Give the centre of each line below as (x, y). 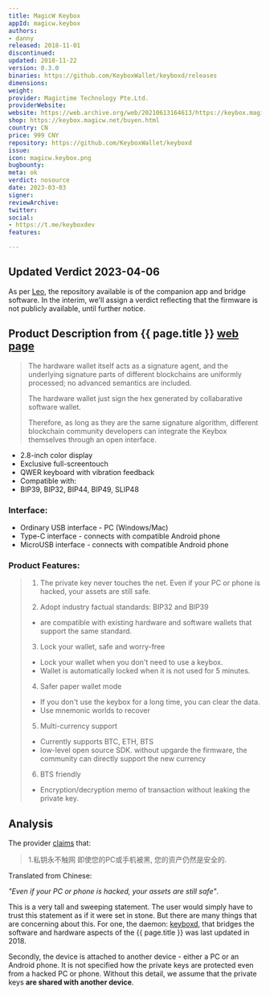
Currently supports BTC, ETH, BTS (97, 742)
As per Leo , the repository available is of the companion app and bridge (127, 291)
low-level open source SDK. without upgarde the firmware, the (143, 750)
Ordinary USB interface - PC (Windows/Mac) (94, 527)
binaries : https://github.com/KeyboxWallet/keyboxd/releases (113, 76)
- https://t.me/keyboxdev (51, 225)
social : (21, 218)
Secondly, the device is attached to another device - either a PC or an (124, 956)
